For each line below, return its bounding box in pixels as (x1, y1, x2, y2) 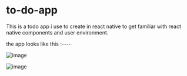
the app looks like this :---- (6, 40, 72, 47)
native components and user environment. (6, 29, 109, 36)
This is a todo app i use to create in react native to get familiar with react (6, 23, 181, 30)
